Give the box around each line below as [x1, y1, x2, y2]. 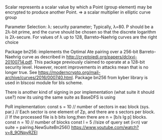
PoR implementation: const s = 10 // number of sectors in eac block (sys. [5, 104, 150, 109]
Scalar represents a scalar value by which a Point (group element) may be [5, 4, 152, 10]
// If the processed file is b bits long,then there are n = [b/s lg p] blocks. [5, 114, 147, 120]
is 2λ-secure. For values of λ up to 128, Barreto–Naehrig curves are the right [5, 34, 157, 40]
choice [5, 39, 19, 45]
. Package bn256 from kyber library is [72, 75, 148, 80]
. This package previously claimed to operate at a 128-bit [31, 59, 145, 65]
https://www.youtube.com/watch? [71, 124, 139, 130]
